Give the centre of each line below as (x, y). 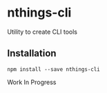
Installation (32, 53)
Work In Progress (32, 82)
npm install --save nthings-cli (53, 69)
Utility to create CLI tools (42, 32)
